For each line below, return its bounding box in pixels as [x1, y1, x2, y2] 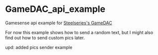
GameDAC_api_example [5, 3, 106, 15]
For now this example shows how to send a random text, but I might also [5, 29, 154, 35]
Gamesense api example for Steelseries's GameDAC [5, 20, 113, 26]
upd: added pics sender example [5, 44, 73, 50]
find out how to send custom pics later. [5, 35, 85, 41]
